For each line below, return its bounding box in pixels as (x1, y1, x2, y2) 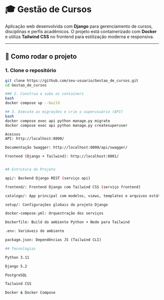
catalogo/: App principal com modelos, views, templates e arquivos (5, 193, 147, 198)
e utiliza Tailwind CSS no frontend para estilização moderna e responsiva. (5, 34, 154, 40)
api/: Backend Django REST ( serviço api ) (5, 176, 91, 180)
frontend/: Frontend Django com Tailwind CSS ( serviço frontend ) (5, 184, 141, 189)
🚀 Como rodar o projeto (5, 52, 77, 61)
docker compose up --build (5, 100, 60, 105)
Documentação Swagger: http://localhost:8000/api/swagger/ (5, 145, 128, 150)
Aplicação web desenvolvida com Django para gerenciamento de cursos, (5, 23, 153, 29)
